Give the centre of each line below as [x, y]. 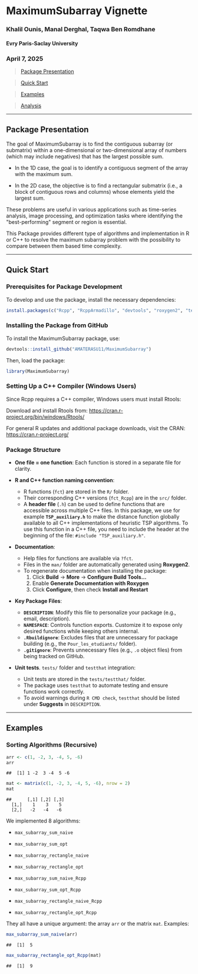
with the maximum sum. [44, 174]
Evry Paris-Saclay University [42, 43]
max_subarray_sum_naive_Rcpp [50, 879]
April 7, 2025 [25, 58]
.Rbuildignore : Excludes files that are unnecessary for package [101, 638]
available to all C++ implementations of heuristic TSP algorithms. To [106, 523]
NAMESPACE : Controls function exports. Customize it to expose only [103, 625]
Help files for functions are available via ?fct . [78, 559]
